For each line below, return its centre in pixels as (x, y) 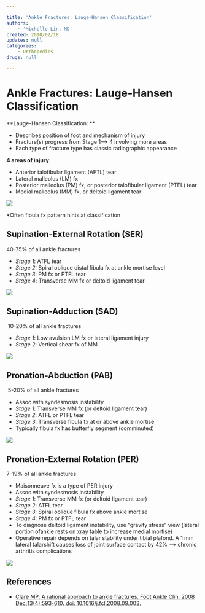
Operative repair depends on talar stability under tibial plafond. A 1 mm (105, 537)
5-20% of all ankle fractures (43, 390)
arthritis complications (44, 551)
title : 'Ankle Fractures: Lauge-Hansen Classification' (79, 17)
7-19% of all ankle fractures (41, 474)
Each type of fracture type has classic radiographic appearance (96, 148)
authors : (17, 23)
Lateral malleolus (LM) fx (47, 178)
